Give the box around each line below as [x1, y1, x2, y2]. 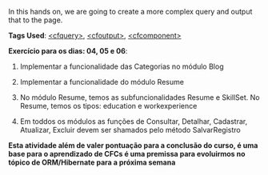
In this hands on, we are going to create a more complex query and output [8, 7, 253, 16]
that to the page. [8, 15, 63, 25]
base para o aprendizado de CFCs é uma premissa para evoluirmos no [8, 149, 246, 158]
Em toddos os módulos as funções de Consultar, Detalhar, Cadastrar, [19, 117, 248, 126]
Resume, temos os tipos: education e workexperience [19, 101, 198, 110]
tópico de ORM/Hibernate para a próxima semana [8, 157, 176, 167]
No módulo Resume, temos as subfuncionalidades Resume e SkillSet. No [19, 93, 260, 102]
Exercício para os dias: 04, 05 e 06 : [8, 46, 128, 55]
